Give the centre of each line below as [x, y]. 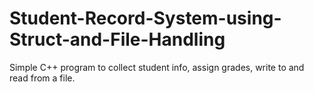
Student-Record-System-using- [145, 18]
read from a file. [42, 78]
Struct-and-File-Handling [117, 39]
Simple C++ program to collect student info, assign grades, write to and [157, 67]
